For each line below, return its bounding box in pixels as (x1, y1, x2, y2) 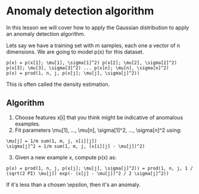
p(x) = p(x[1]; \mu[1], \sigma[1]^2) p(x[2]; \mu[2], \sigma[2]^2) (6, 60, 178, 66)
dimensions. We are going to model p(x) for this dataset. (6, 48, 144, 55)
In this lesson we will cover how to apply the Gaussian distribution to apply (6, 24, 189, 31)
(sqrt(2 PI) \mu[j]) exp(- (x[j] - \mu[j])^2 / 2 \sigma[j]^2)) (6, 170, 169, 177)
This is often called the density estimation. (6, 81, 110, 88)
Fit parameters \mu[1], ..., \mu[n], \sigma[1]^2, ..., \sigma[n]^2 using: (14, 127, 182, 134)
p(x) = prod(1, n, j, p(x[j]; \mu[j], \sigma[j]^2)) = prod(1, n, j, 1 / (6, 165, 194, 171)
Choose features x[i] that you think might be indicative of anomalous (14, 113, 184, 121)
